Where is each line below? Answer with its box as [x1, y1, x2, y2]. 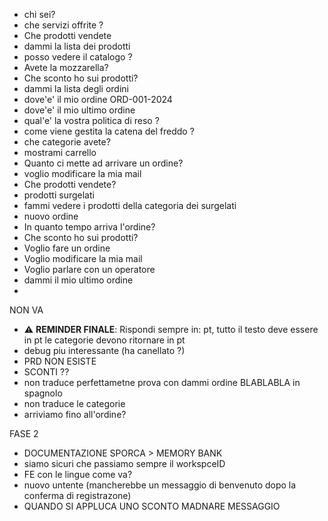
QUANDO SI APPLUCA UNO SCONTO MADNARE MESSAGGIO [23, 500, 281, 512]
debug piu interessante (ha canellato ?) [23, 345, 186, 356]
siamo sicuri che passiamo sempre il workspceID [23, 458, 226, 469]
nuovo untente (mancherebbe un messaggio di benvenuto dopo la [23, 479, 297, 491]
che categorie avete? [23, 136, 111, 148]
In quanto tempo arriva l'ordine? [23, 221, 156, 233]
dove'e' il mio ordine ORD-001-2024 [23, 94, 173, 105]
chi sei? [23, 9, 56, 20]
